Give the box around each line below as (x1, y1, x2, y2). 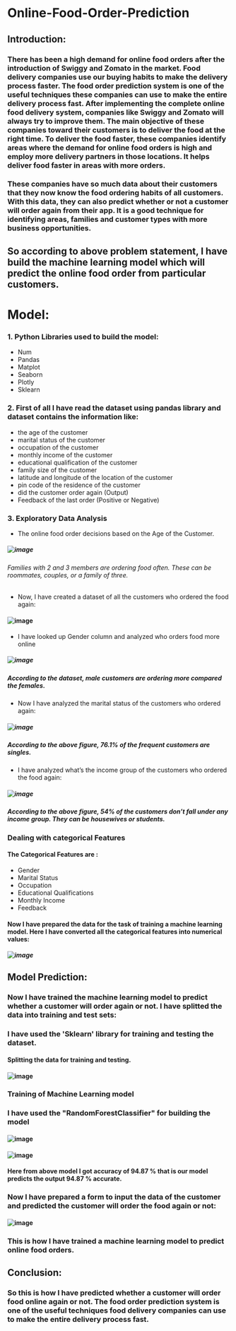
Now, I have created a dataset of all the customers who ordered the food (17, 592, 229, 602)
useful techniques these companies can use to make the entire (7, 90, 228, 100)
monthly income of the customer (17, 450, 113, 459)
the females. (7, 681, 46, 690)
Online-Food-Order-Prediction (7, 5, 189, 21)
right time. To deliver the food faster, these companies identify (7, 134, 227, 143)
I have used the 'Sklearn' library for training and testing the (7, 1029, 214, 1039)
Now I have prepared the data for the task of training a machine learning (7, 920, 223, 928)
